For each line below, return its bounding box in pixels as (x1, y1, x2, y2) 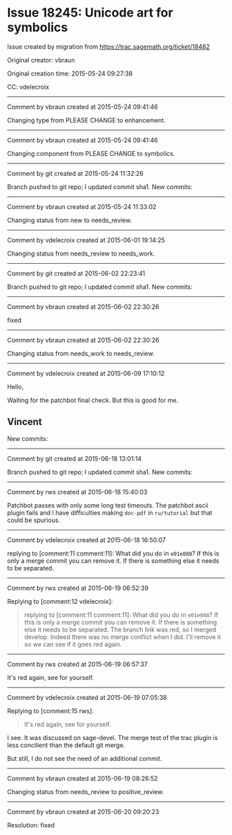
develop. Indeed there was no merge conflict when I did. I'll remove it (23, 632, 221, 641)
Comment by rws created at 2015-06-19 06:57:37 (7, 660, 148, 668)
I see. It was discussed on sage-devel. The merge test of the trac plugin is (7, 733, 218, 742)
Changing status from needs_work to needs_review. (7, 349, 155, 357)
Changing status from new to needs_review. (7, 216, 133, 224)
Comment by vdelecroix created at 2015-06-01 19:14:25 (7, 235, 166, 244)
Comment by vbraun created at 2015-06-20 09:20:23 (7, 807, 159, 816)
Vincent (7, 416, 43, 428)
